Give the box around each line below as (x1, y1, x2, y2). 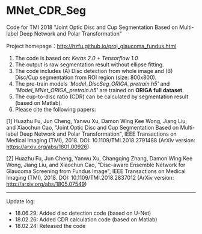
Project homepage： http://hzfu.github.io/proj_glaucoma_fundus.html (6, 42, 177, 49)
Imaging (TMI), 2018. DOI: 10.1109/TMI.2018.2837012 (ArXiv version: (6, 174, 174, 181)
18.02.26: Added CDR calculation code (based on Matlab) (14, 215, 158, 223)
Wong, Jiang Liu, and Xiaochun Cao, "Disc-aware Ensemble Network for (6, 161, 186, 168)
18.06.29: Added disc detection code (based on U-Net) (14, 209, 151, 217)
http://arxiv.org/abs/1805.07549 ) (6, 180, 87, 188)
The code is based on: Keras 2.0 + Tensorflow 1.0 (14, 54, 138, 62)
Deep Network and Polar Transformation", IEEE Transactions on (19, 130, 177, 138)
